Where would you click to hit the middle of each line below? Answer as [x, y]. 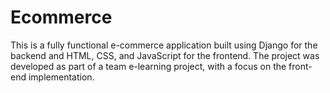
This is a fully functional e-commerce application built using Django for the [164, 45]
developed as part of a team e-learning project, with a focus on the [148, 66]
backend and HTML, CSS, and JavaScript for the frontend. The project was [165, 55]
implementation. [61, 77]
